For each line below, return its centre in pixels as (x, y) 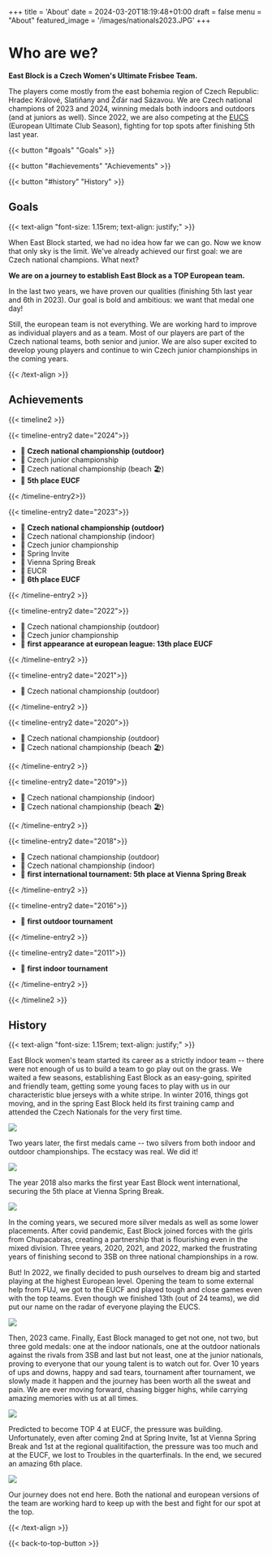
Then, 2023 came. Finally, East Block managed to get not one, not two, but (133, 1338)
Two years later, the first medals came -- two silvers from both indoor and (132, 1143)
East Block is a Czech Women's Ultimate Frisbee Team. (103, 75)
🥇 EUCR (33, 571)
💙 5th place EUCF (50, 480)
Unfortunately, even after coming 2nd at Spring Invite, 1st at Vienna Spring (132, 1438)
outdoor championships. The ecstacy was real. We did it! (104, 1152)
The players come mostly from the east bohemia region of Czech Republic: (134, 91)
